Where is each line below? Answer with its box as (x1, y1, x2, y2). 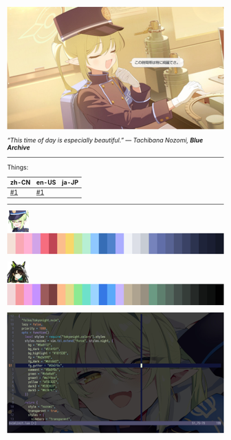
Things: (7, 163, 29, 171)
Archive (7, 143, 30, 151)
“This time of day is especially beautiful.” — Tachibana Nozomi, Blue (7, 136, 203, 144)
